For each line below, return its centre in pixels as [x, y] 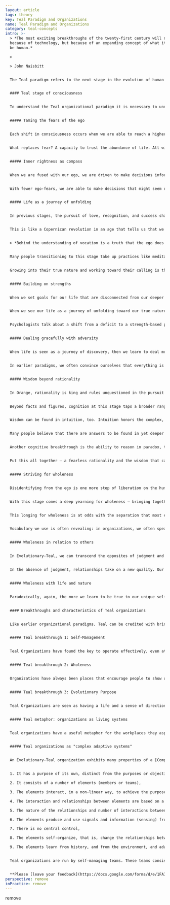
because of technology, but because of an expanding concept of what [84, 43]
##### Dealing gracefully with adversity [54, 338]
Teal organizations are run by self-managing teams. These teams [80, 861]
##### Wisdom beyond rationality [45, 379]
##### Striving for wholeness [41, 474]
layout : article [22, 10]
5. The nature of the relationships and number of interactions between [88, 811]
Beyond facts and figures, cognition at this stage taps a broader [82, 406]
